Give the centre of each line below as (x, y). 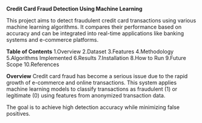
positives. (18, 114)
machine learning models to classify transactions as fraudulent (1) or (92, 89)
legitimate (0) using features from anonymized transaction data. (86, 95)
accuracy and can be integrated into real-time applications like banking (95, 33)
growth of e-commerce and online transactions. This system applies (92, 82)
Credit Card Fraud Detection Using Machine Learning (74, 9)
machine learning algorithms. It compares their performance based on (94, 27)
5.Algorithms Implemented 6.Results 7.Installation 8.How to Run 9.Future (96, 58)
